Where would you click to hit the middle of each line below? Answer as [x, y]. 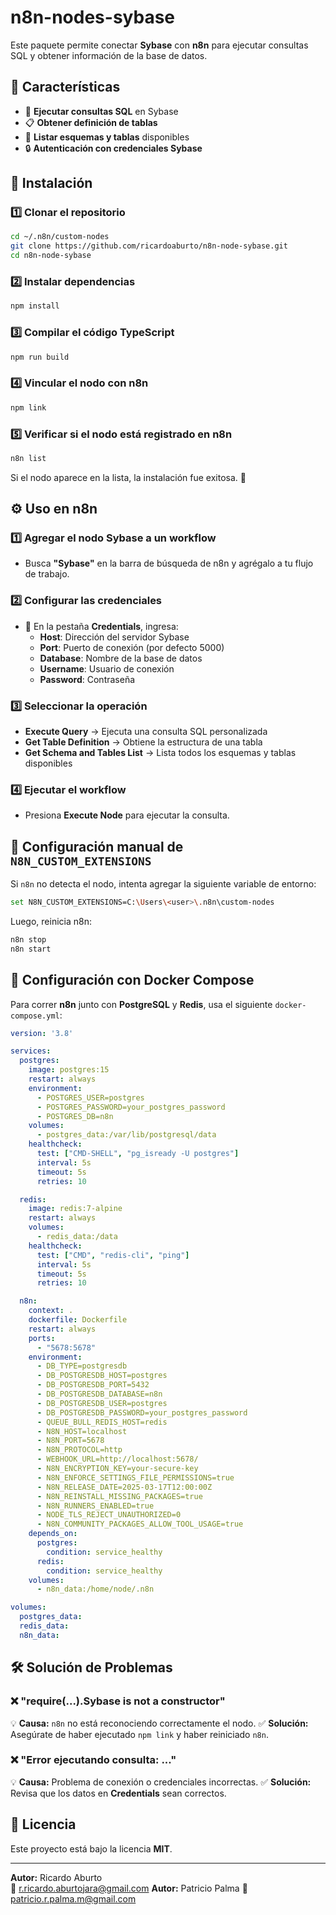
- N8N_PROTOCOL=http [79, 1450]
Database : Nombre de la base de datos [121, 658]
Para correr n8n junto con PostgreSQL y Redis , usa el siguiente [141, 1004]
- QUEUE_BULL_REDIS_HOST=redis [102, 1422]
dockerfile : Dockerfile [78, 1320]
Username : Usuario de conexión [107, 668]
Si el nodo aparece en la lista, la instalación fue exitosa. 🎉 [128, 477]
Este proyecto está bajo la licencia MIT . [91, 1848]
